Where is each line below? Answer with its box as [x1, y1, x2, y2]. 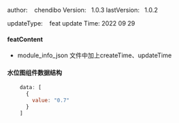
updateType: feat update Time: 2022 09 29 [7, 19, 135, 27]
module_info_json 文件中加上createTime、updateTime [17, 51, 172, 59]
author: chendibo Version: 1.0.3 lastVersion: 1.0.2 [7, 6, 158, 14]
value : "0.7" [32, 97, 70, 104]
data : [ [19, 84, 42, 91]
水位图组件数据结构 [7, 68, 62, 77]
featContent [7, 35, 43, 44]
